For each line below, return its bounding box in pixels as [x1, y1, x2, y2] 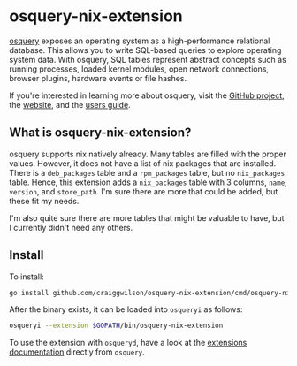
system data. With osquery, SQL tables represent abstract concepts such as [9, 54, 287, 65]
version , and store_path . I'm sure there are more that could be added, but [9, 186, 278, 196]
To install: [9, 271, 44, 282]
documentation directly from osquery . [9, 347, 146, 357]
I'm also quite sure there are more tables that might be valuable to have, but [9, 212, 285, 223]
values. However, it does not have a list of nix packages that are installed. [9, 157, 277, 169]
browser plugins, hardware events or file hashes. [9, 72, 187, 83]
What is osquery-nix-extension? [9, 126, 192, 141]
